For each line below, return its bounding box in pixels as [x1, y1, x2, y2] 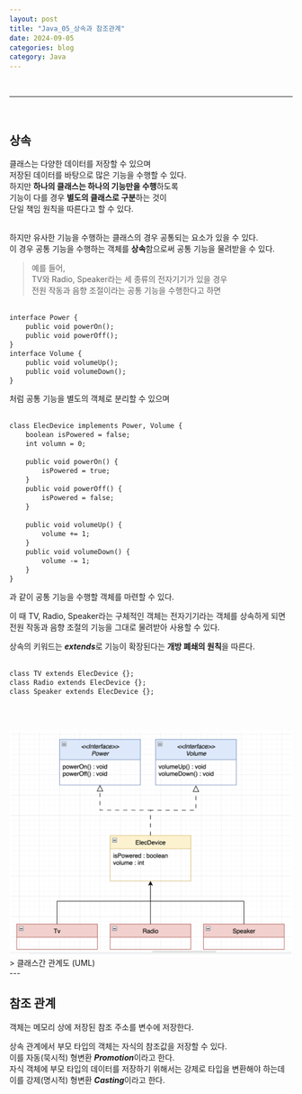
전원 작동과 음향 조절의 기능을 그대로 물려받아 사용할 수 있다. [9, 622, 220, 633]
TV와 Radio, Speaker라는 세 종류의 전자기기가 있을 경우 [31, 273, 227, 284]
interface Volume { [9, 349, 83, 358]
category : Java [9, 52, 67, 62]
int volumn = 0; [25, 439, 87, 448]
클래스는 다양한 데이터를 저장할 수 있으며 [9, 158, 151, 169]
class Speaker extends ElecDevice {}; [9, 687, 155, 696]
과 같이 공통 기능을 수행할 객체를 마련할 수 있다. [9, 591, 175, 602]
